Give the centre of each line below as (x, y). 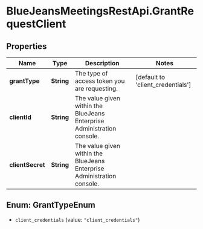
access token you (100, 81)
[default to (150, 77)
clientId (21, 117)
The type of (91, 73)
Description (102, 63)
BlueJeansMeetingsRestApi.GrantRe (100, 11)
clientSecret (27, 165)
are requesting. (96, 89)
